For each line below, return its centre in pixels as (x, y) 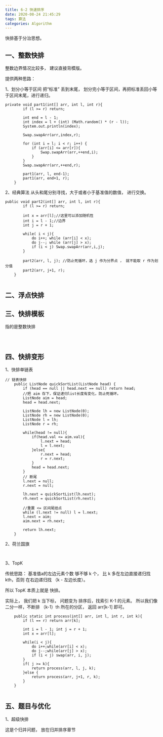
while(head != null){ (45, 433)
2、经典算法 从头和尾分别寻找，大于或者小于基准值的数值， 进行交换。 (77, 192)
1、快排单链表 (19, 369)
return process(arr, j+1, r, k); (66, 677)
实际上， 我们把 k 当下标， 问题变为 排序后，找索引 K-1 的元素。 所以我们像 (81, 601)
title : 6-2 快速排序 (25, 10)
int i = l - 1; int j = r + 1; (55, 629)
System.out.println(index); (52, 127)
